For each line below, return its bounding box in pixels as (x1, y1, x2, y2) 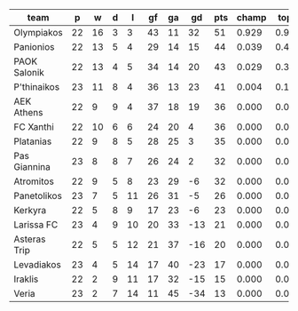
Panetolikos (13, 190, 62, 202)
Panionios (13, 41, 55, 52)
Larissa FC (13, 219, 59, 230)
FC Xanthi (13, 121, 55, 132)
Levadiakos (13, 259, 62, 270)
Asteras (13, 233, 46, 245)
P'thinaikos (13, 81, 60, 92)
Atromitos (13, 175, 55, 187)
